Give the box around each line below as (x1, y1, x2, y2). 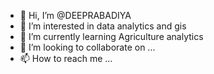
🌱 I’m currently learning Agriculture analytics (19, 31, 204, 42)
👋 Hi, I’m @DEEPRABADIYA (19, 10, 132, 21)
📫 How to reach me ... (19, 53, 113, 64)
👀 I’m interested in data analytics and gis (19, 20, 187, 32)
